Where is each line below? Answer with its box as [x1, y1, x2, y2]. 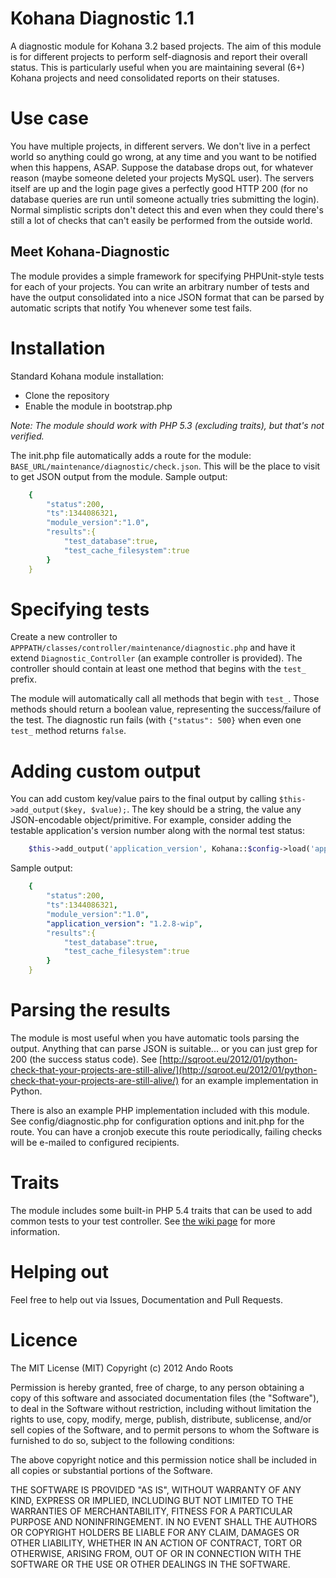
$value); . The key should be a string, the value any [90, 803, 302, 816]
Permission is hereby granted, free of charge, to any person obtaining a [10, 1381, 305, 1393]
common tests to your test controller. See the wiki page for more [10, 1215, 276, 1227]
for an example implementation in [181, 1074, 319, 1086]
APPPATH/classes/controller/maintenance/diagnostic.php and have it [10, 642, 296, 654]
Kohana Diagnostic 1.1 [10, 7, 195, 30]
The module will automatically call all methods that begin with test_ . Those [10, 693, 320, 705]
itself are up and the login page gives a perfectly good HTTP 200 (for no [10, 182, 308, 194]
